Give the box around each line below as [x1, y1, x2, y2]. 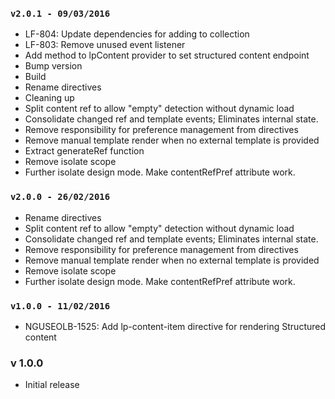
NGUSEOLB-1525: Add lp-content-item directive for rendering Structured [24, 320, 327, 332]
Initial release [24, 379, 80, 391]
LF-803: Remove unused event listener [24, 39, 186, 51]
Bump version [24, 60, 83, 72]
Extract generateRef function [24, 145, 145, 157]
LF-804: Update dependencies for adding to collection [24, 28, 250, 40]
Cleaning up [24, 92, 75, 104]
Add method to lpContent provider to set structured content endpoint [24, 49, 310, 62]
